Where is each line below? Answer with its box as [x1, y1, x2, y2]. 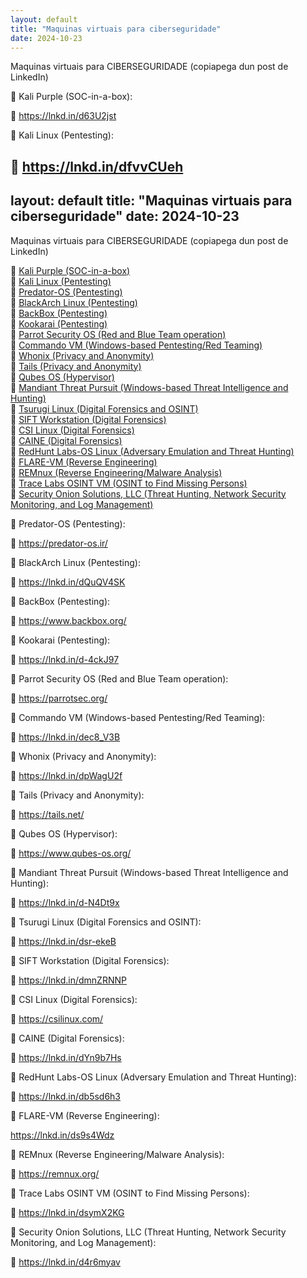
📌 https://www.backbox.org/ [10, 614, 127, 626]
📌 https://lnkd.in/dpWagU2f [10, 769, 123, 781]
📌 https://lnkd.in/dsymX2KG [10, 1206, 125, 1218]
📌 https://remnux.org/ [10, 1167, 100, 1180]
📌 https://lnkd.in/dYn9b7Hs [10, 1051, 122, 1063]
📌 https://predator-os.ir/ [10, 537, 108, 549]
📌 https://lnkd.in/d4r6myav [10, 1256, 121, 1268]
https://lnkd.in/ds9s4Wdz [10, 1129, 115, 1141]
